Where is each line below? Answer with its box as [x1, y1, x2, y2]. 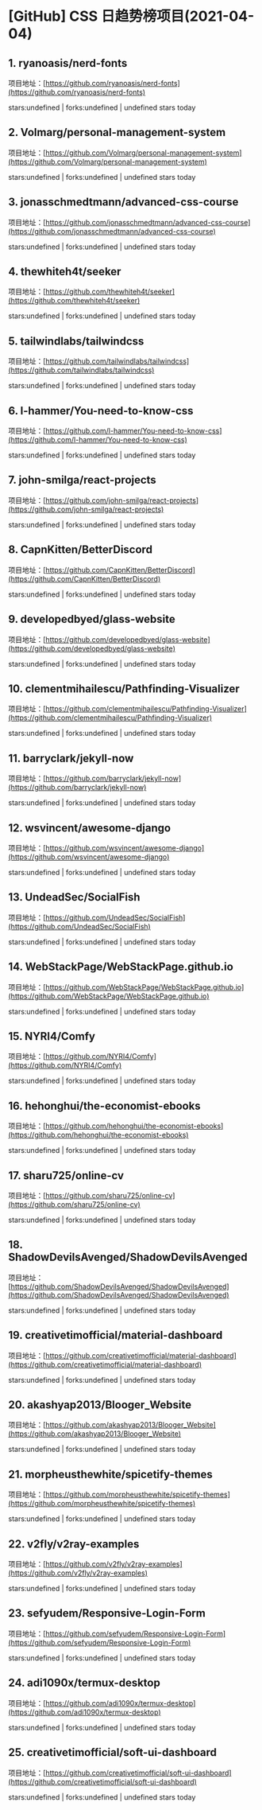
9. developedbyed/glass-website [8, 613, 176, 626]
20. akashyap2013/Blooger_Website [8, 1398, 192, 1412]
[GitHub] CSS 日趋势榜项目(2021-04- [8, 7, 255, 25]
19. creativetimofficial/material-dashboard [8, 1329, 223, 1342]
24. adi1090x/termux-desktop [8, 1676, 160, 1690]
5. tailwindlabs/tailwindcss [8, 334, 144, 348]
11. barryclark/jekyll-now [8, 751, 134, 765]
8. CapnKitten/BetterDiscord [8, 543, 153, 557]
